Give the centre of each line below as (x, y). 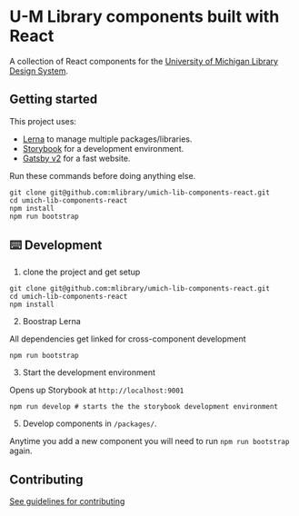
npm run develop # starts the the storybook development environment (144, 407)
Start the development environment (89, 372)
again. (21, 451)
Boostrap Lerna (52, 321)
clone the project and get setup (81, 272)
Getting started (54, 99)
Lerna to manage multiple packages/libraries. (107, 139)
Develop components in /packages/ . (90, 423)
